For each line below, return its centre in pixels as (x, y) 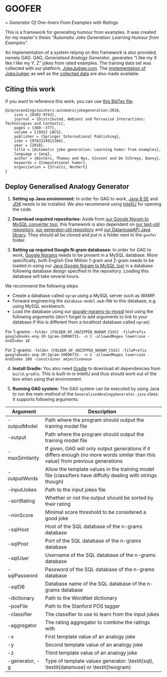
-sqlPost (18, 543)
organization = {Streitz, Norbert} (51, 167)
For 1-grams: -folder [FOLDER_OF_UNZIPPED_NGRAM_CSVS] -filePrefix (75, 331)
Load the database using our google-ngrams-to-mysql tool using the (83, 311)
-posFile (18, 606)
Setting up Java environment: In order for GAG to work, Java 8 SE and (85, 199)
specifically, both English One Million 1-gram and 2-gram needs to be (83, 260)
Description (102, 411)
